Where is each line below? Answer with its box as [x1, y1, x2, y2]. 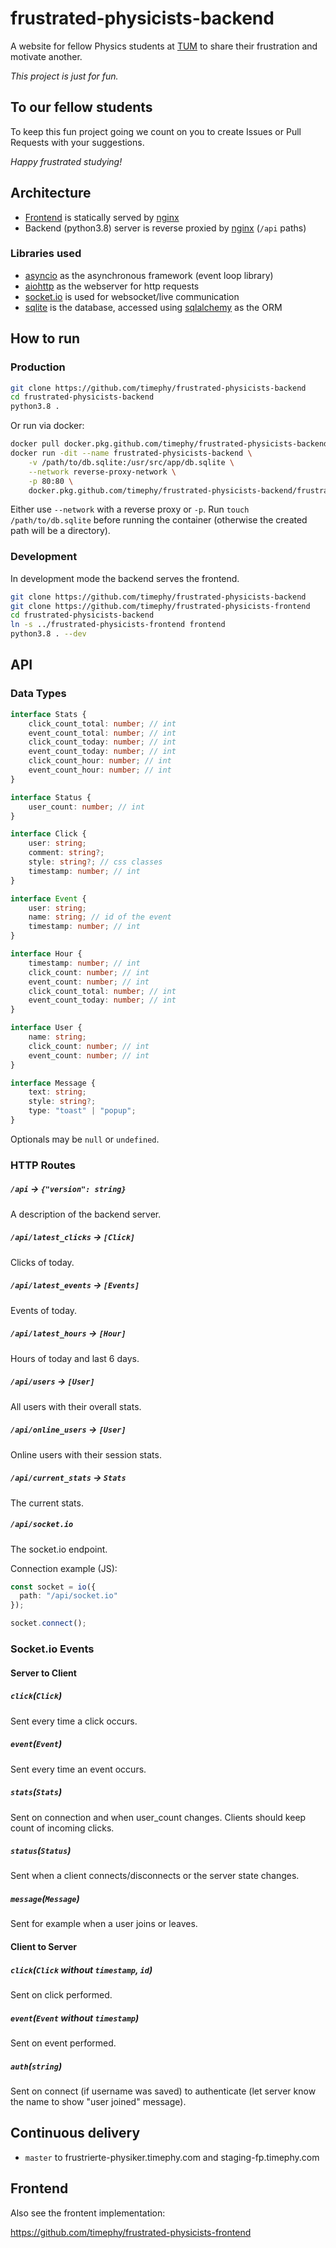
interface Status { [10, 792, 92, 802]
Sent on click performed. [10, 1989, 113, 2001]
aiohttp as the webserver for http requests [24, 280, 200, 292]
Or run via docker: [10, 420, 85, 432]
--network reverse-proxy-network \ [28, 467, 177, 477]
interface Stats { [10, 709, 87, 719]
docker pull [10, 439, 60, 449]
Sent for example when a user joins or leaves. [10, 1918, 198, 1930]
